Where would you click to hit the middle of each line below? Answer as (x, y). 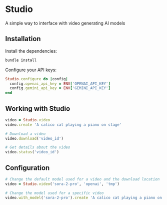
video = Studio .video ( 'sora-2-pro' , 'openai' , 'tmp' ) (62, 184)
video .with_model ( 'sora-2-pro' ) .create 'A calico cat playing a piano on (84, 197)
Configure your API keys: (31, 70)
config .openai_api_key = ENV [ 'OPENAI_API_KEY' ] (60, 84)
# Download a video (25, 134)
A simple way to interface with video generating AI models (65, 23)
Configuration (27, 168)
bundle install (21, 60)
